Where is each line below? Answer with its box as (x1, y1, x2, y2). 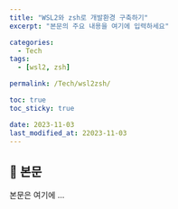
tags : (9, 55, 30, 64)
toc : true (9, 95, 47, 104)
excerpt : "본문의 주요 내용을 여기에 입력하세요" (9, 22, 170, 31)
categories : (9, 38, 54, 47)
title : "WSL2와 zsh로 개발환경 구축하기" (9, 13, 149, 23)
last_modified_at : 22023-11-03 (9, 128, 127, 138)
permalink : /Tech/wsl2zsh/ (9, 79, 111, 88)
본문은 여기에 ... (9, 190, 65, 201)
